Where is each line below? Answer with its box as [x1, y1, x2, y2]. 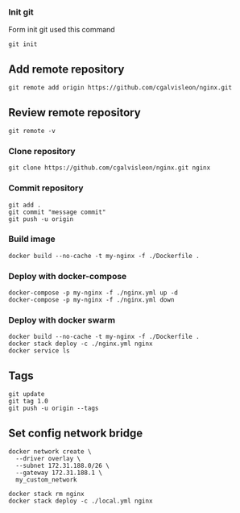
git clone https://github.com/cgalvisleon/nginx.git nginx [8, 164, 211, 172]
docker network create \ [8, 448, 92, 456]
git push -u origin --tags [8, 404, 99, 413]
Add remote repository [8, 62, 125, 76]
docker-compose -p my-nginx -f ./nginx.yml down [8, 296, 175, 304]
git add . [8, 201, 42, 209]
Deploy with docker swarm [8, 315, 115, 326]
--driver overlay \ [15, 455, 81, 463]
